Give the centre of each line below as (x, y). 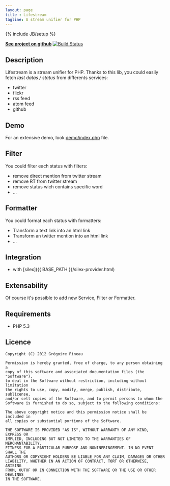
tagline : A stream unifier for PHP (43, 19)
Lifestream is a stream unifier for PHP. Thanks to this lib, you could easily (82, 72)
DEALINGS (15, 475)
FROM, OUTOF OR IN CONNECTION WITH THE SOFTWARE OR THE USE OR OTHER (81, 470)
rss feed (21, 99)
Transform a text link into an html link (51, 230)
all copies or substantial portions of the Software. (64, 421)
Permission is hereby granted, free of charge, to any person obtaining (84, 363)
